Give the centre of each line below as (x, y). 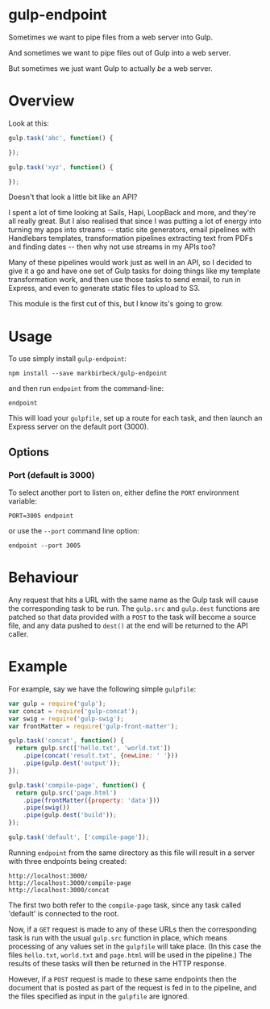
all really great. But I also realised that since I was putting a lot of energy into (135, 221)
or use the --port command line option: (74, 531)
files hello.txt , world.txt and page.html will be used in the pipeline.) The (130, 955)
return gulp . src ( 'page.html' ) (66, 793)
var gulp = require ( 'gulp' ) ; (57, 704)
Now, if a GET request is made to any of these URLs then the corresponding (133, 929)
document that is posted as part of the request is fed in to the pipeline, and (133, 987)
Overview (42, 101)
